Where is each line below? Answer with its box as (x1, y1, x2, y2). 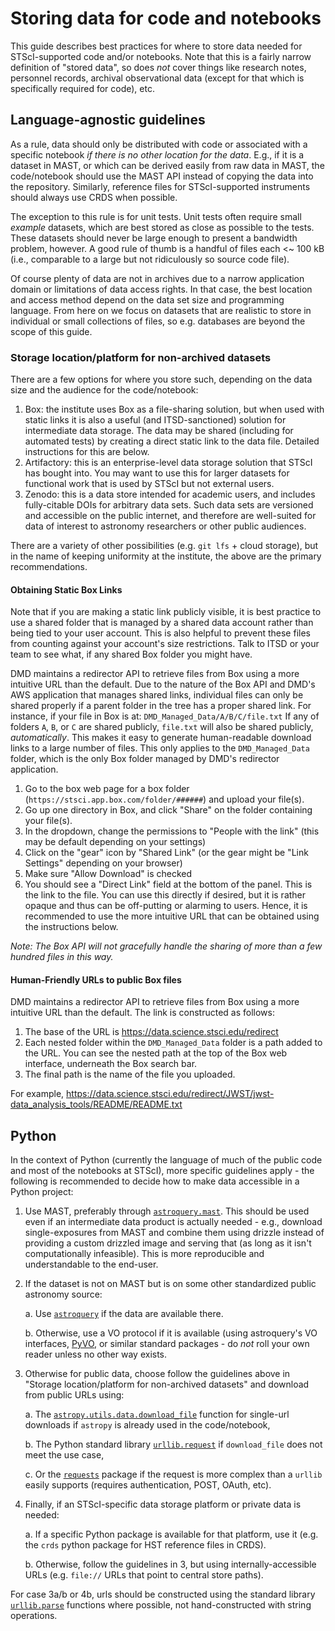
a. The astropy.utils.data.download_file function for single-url (24, 1408, 290, 1421)
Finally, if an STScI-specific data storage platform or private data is (24, 1498, 302, 1511)
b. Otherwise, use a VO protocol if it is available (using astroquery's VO (24, 1327, 318, 1339)
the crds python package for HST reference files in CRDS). (24, 1539, 267, 1551)
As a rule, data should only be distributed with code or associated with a (10, 138, 308, 150)
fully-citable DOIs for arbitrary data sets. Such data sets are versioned (24, 499, 314, 511)
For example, (10, 1088, 65, 1100)
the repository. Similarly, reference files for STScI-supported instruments (10, 180, 311, 192)
